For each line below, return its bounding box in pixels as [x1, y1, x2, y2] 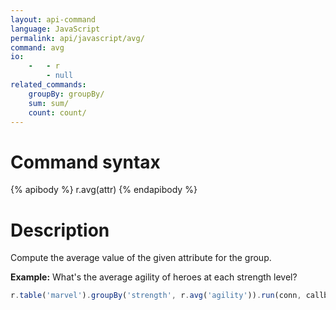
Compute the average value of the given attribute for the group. [10, 252, 272, 264]
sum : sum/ [28, 98, 70, 108]
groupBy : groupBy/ [28, 89, 105, 99]
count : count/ [28, 107, 87, 118]
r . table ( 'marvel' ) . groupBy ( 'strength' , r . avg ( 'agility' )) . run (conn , [10, 291, 302, 301]
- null [46, 71, 74, 81]
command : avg [10, 42, 65, 53]
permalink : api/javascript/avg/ [10, 33, 145, 43]
